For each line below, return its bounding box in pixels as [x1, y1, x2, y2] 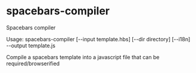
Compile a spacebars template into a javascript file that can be [6, 53, 160, 60]
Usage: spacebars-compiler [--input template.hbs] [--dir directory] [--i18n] [6, 35, 191, 42]
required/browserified [6, 60, 60, 67]
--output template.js [6, 42, 55, 49]
